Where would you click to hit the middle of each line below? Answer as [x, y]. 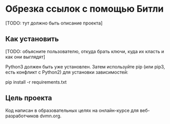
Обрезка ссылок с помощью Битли [84, 9]
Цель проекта [29, 98]
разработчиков [22, 116]
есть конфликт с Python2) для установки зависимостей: [67, 72]
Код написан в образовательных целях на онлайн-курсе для [72, 110]
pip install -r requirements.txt [36, 82]
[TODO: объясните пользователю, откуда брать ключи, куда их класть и [85, 51]
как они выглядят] [25, 57]
